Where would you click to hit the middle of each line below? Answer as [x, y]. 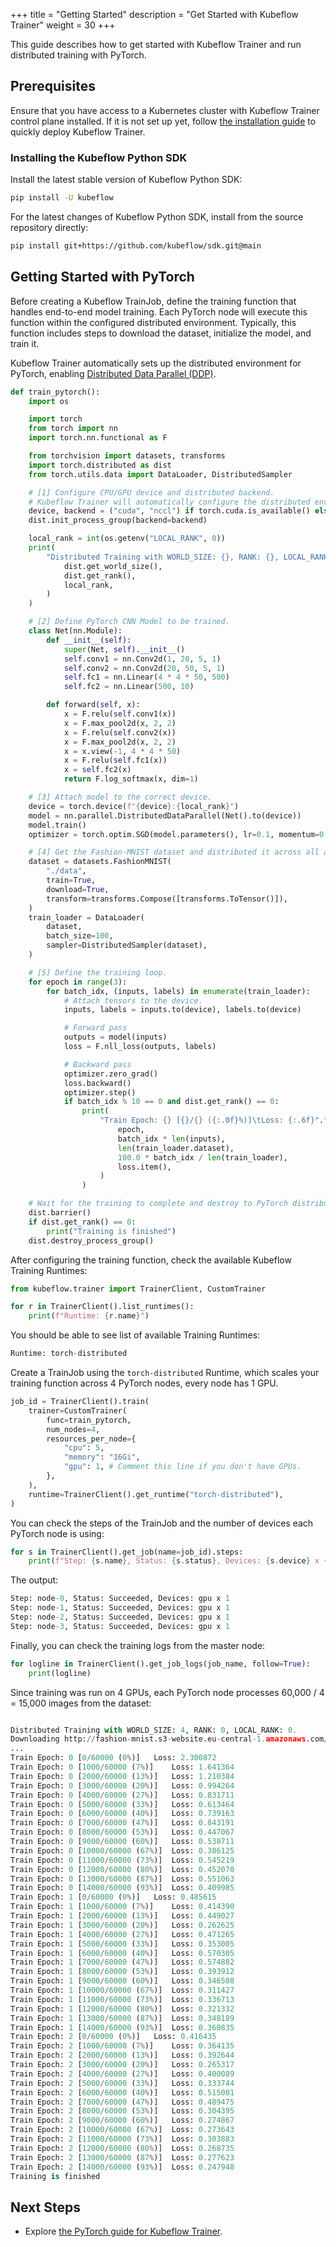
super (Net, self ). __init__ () [124, 649]
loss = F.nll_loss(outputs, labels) [140, 1047]
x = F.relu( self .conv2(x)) [120, 732]
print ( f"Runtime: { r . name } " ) [89, 1316]
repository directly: [49, 227]
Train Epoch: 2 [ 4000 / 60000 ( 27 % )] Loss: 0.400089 [122, 2074]
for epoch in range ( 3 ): [78, 982]
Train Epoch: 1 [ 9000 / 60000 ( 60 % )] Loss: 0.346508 [122, 1981]
